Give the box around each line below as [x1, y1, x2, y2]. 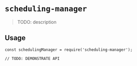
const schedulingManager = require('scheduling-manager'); [5, 47, 133, 52]
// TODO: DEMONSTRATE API [5, 56, 60, 61]
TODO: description [17, 19, 57, 25]
